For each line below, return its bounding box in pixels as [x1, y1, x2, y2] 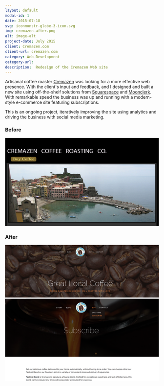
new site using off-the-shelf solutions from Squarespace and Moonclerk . [5, 89, 152, 95]
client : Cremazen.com [5, 44, 49, 49]
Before [5, 126, 21, 133]
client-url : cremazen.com [5, 49, 58, 54]
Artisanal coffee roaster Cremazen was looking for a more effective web [5, 79, 150, 85]
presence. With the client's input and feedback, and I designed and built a [5, 84, 154, 90]
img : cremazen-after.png [5, 28, 56, 34]
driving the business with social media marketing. [5, 114, 105, 120]
